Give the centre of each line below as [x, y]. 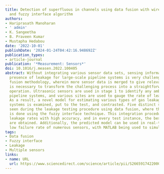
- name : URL [17, 159]
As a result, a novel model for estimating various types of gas [77, 100]
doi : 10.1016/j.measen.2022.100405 [41, 69]
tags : [10, 132]
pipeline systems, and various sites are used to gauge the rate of [81, 96]
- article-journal [24, 59]
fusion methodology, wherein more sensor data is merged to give [77, 82]
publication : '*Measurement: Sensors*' [46, 64]
